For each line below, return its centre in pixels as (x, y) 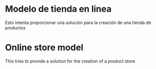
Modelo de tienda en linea (58, 9)
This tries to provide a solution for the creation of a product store (70, 61)
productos (15, 27)
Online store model (44, 48)
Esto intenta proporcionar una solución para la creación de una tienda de (78, 23)
